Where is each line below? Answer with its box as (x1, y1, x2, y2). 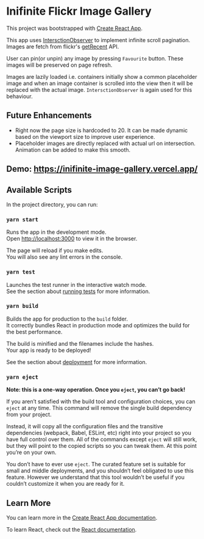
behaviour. (6, 92, 33, 100)
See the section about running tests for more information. (6, 288, 150, 295)
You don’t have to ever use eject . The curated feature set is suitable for (6, 461, 186, 468)
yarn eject (6, 373, 38, 381)
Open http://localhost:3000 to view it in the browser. (6, 235, 138, 242)
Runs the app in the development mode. (6, 228, 107, 236)
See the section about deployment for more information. (6, 358, 147, 365)
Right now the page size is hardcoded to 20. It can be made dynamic (15, 127, 188, 134)
